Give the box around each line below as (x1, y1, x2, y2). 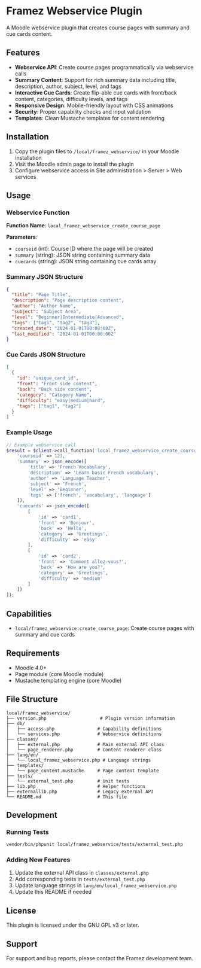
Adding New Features (6, 856, 71, 864)
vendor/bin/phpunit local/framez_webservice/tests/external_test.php (6, 842, 184, 848)
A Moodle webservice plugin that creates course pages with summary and (6, 24, 190, 31)
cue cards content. (6, 30, 53, 37)
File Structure (6, 694, 58, 704)
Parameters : (6, 233, 38, 241)
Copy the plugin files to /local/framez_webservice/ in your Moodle (14, 148, 179, 155)
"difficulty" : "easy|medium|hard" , (17, 397, 106, 403)
